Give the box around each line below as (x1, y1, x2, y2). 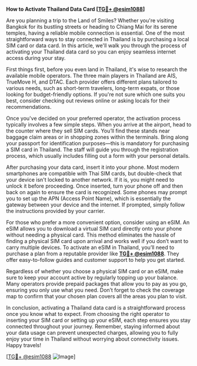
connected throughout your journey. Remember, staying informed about (6, 323, 181, 330)
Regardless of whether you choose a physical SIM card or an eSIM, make (6, 268, 183, 275)
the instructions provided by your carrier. (6, 208, 105, 214)
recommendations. (6, 104, 52, 110)
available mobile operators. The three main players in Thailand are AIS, (6, 72, 178, 79)
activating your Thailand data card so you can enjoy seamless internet (6, 48, 176, 55)
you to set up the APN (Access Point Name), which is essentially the (6, 195, 171, 202)
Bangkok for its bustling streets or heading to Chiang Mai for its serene (6, 24, 178, 30)
